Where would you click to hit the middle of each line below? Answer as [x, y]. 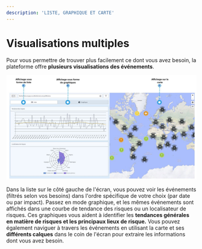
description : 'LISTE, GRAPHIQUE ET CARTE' [60, 13]
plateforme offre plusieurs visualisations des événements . [80, 66]
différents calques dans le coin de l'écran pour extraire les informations [96, 234]
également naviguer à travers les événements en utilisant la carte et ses [96, 228]
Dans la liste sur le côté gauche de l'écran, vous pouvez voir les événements [101, 189]
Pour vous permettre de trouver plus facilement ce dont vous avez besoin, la [101, 60]
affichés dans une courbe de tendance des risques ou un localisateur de [96, 209]
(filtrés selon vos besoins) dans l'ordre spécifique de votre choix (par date [98, 195]
